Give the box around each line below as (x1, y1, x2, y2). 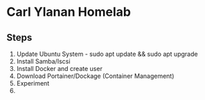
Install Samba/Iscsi (16, 57, 71, 66)
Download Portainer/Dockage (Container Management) (16, 72, 175, 80)
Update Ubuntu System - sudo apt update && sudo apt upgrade (16, 50, 198, 58)
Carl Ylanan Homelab (6, 4, 131, 20)
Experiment (16, 79, 50, 87)
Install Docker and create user (16, 65, 103, 72)
